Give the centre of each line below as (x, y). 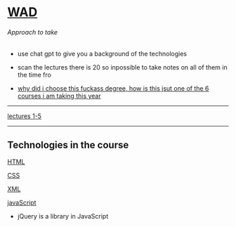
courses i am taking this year (59, 96)
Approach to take (33, 32)
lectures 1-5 (25, 116)
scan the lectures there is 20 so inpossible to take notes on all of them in (122, 67)
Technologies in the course (68, 145)
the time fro (34, 75)
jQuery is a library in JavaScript (63, 216)
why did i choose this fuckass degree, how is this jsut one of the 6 (113, 89)
